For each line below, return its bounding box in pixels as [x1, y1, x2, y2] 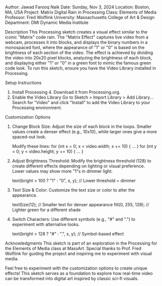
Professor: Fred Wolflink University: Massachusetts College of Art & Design [5, 15, 155, 20]
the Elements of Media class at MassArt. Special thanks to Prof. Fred [5, 246, 142, 251]
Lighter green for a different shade [12, 207, 81, 213]
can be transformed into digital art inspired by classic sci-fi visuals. [5, 276, 139, 281]
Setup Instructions [5, 80, 42, 86]
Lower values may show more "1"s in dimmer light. [12, 168, 113, 174]
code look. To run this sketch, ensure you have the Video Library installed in [5, 65, 156, 71]
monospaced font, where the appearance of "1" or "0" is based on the [5, 45, 145, 50]
